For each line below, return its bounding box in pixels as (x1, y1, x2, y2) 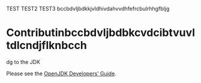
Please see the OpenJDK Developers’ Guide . (6, 70, 117, 77)
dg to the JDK (6, 58, 41, 65)
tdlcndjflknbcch (6, 39, 87, 53)
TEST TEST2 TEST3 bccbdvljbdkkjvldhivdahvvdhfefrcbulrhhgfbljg (6, 5, 170, 12)
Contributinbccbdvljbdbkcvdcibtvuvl (6, 26, 195, 39)
